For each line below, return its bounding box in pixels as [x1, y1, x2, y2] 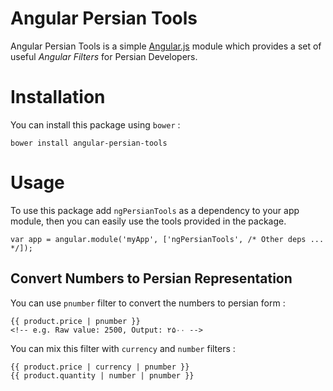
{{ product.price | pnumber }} [10, 316, 141, 326]
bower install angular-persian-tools [10, 138, 168, 148]
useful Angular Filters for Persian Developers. [10, 50, 198, 62]
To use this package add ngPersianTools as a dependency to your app [10, 204, 300, 216]
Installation [10, 86, 106, 109]
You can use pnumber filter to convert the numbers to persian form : [10, 297, 286, 309]
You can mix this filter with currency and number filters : [10, 342, 236, 354]
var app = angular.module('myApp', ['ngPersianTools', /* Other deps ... [10, 234, 325, 244]
